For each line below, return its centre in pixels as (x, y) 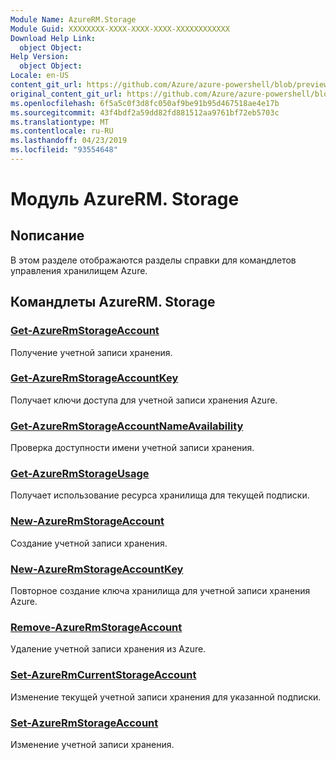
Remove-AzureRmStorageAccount (96, 627)
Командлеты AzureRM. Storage (113, 302)
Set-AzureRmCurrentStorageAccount (103, 675)
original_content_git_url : (66, 94)
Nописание (47, 236)
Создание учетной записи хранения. (89, 543)
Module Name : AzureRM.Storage (73, 19)
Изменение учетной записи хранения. (92, 744)
